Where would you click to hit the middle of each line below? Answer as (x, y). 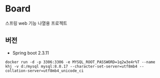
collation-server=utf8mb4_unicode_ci (44, 70)
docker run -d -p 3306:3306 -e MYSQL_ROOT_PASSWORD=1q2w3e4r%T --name (80, 62)
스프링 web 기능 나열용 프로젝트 (36, 23)
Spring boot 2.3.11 (30, 52)
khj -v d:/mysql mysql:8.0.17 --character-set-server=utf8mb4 (71, 66)
